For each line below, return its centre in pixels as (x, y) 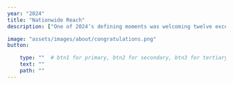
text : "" (32, 64)
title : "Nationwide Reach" (46, 20)
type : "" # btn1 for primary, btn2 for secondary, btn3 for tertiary (124, 58)
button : (18, 46)
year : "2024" (26, 13)
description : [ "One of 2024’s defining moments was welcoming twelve (110, 26)
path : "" (32, 70)
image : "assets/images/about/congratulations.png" (82, 39)
